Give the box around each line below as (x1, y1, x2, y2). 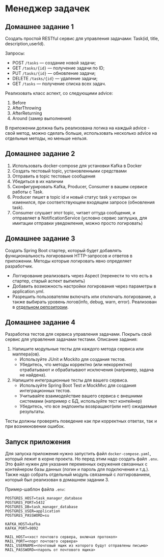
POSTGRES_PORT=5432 (5, 500, 45, 505)
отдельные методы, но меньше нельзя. (5, 136, 88, 141)
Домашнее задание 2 (5, 149, 75, 158)
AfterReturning (12, 110, 43, 116)
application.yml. (12, 288, 45, 294)
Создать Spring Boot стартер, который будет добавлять (5, 247, 122, 253)
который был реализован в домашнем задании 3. (5, 477, 109, 483)
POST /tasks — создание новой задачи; (12, 60, 96, 65)
